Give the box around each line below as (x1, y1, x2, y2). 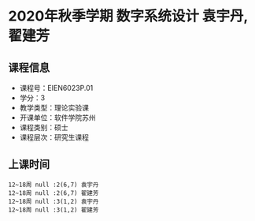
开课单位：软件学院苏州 (19, 113, 96, 122)
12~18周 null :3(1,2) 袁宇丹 (8, 197, 99, 205)
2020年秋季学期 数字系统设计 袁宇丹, (8, 7, 248, 25)
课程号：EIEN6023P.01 (19, 84, 94, 92)
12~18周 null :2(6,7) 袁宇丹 (8, 181, 99, 189)
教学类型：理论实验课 (19, 103, 89, 112)
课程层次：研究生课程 (19, 133, 89, 142)
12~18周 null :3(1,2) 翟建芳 (8, 206, 99, 214)
